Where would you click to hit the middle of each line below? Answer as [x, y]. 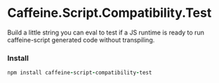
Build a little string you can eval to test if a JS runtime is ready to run [106, 32]
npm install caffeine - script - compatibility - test [80, 73]
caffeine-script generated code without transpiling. [81, 39]
